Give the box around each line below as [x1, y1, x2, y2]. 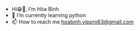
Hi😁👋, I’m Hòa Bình [11, 6, 60, 12]
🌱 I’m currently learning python [11, 12, 86, 19]
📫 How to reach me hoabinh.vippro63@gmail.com [11, 18, 134, 25]
